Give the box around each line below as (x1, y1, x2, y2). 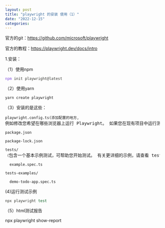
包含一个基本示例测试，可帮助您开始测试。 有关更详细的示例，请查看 (8, 153, 149, 158)
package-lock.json (5, 139, 43, 144)
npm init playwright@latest (5, 76, 63, 81)
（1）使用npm (5, 66, 33, 72)
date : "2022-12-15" (5, 16, 45, 21)
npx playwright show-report (5, 218, 62, 224)
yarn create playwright (5, 96, 54, 100)
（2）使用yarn (5, 86, 34, 92)
